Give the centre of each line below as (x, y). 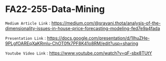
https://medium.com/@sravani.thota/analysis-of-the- (106, 23)
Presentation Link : (25, 38)
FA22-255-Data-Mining (55, 9)
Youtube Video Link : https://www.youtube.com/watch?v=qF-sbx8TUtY (79, 53)
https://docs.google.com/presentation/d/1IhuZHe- (98, 38)
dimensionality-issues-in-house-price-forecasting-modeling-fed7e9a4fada (83, 28)
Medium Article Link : (28, 23)
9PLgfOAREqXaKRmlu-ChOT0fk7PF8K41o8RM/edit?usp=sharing (72, 43)
